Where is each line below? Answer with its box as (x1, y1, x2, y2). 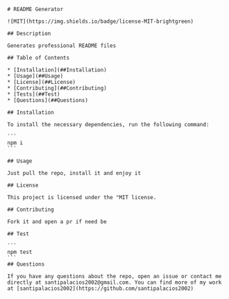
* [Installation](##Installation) (7, 67, 108, 74)
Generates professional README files (7, 42, 117, 49)
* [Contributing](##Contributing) (7, 85, 108, 92)
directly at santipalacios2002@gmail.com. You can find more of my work (7, 279, 222, 286)
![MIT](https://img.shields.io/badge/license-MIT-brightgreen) (7, 18, 194, 25)
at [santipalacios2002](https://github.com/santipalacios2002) (7, 285, 194, 292)
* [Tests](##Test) (7, 91, 60, 98)
